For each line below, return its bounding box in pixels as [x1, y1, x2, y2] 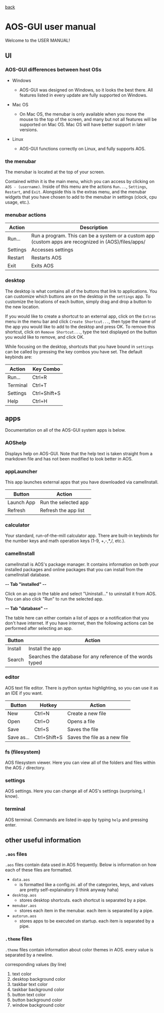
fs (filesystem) [5, 748, 41, 755]
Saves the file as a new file [67, 734, 128, 740]
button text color [12, 991, 46, 997]
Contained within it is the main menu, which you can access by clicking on [5, 178, 155, 184]
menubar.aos [12, 903, 37, 908]
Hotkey [40, 702, 57, 709]
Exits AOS [31, 262, 54, 269]
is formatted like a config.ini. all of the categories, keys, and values [19, 882, 154, 888]
